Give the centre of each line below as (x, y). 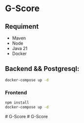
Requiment (22, 26)
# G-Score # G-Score (26, 116)
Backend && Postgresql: (42, 69)
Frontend (16, 92)
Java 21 (20, 48)
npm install (17, 103)
